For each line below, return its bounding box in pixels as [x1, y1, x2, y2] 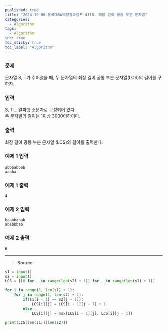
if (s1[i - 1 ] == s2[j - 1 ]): [23, 297, 84, 302]
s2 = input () [5, 274, 32, 279]
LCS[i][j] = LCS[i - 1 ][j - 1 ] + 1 [31, 301, 106, 306]
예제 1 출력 [5, 182, 29, 189]
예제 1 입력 [5, 153, 29, 160]
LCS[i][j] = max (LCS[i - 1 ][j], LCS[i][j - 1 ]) [31, 311, 133, 316]
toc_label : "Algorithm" [5, 45, 55, 50]
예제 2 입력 [5, 206, 30, 213]
